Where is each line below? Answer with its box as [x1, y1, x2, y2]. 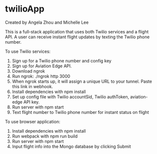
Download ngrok [12, 68, 45, 74]
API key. [23, 99, 40, 105]
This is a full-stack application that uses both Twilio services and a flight [5, 29, 149, 34]
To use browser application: [5, 119, 60, 124]
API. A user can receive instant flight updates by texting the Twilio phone [5, 34, 150, 40]
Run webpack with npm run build [12, 133, 78, 139]
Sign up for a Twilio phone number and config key [12, 58, 112, 63]
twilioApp [5, 3, 44, 15]
